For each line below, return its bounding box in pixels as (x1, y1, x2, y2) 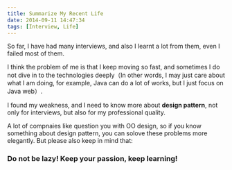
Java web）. (7, 87, 43, 96)
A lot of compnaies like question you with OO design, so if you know (7, 122, 202, 130)
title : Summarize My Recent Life (7, 10, 104, 17)
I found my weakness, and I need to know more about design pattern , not (7, 101, 218, 110)
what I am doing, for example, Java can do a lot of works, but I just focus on (7, 79, 224, 87)
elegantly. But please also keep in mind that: (7, 137, 133, 145)
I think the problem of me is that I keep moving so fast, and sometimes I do (7, 63, 220, 71)
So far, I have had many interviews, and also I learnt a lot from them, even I (7, 42, 220, 51)
